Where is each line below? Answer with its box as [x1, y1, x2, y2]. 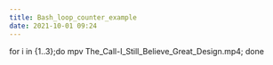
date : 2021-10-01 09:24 [9, 21, 98, 30]
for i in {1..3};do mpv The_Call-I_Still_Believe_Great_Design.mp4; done [9, 45, 265, 56]
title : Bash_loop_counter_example [9, 12, 138, 22]
